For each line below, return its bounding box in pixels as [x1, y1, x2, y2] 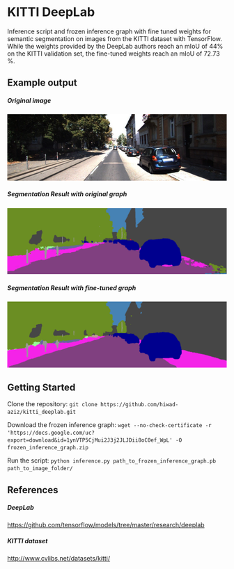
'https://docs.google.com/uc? [7, 429, 95, 437]
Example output [7, 77, 78, 89]
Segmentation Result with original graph [7, 190, 127, 198]
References [7, 484, 58, 496]
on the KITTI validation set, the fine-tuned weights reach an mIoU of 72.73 [7, 49, 221, 58]
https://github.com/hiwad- [100, 401, 179, 408]
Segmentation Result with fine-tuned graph [7, 283, 136, 292]
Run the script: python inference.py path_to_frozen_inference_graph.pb [7, 456, 217, 465]
